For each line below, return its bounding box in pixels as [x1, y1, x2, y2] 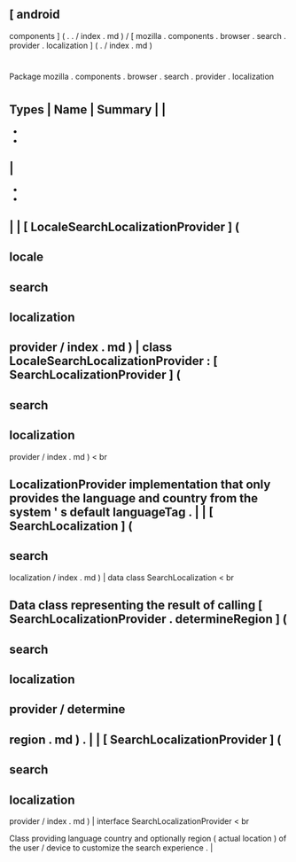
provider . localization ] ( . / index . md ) [9, 40, 153, 50]
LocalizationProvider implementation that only [9, 477, 271, 492]
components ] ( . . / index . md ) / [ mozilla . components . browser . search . [9, 30, 286, 41]
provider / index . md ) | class [9, 340, 173, 355]
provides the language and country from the [9, 491, 259, 506]
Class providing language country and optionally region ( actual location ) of [9, 833, 287, 843]
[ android [9, 7, 60, 22]
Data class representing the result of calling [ [9, 598, 263, 613]
